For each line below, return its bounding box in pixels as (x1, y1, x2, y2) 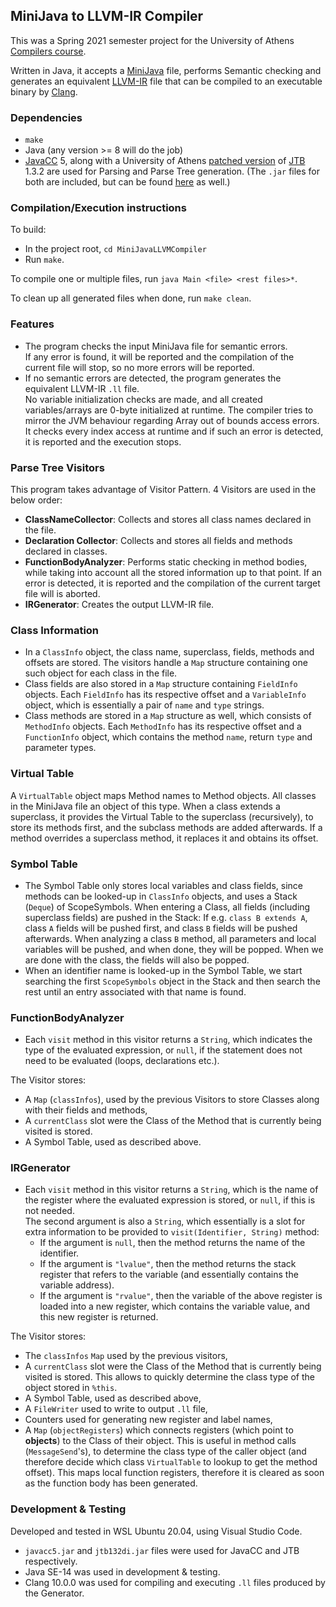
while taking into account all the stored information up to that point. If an (24, 567, 323, 578)
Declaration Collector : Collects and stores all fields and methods (24, 535, 293, 546)
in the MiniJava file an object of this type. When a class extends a (10, 800, 281, 812)
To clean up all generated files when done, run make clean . (10, 292, 252, 304)
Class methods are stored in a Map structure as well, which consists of (24, 710, 312, 722)
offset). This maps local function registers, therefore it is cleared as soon (24, 1467, 325, 1479)
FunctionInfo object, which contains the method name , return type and (24, 731, 313, 743)
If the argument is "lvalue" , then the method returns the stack (39, 1258, 297, 1270)
